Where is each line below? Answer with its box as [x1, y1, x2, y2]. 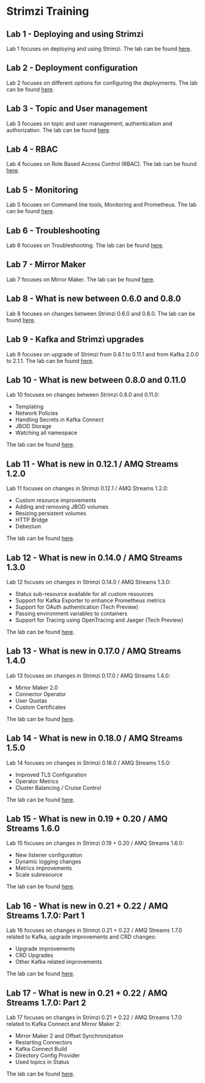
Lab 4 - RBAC [6, 144, 58, 155]
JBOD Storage [15, 423, 52, 430]
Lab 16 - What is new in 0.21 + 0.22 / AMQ [6, 901, 168, 911]
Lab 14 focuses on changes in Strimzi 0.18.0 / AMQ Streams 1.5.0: [6, 759, 171, 766]
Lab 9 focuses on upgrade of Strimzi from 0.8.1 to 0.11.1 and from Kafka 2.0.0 [6, 350, 199, 358]
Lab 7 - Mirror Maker [6, 259, 86, 270]
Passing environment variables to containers [15, 609, 128, 617]
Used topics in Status [15, 1058, 69, 1065]
